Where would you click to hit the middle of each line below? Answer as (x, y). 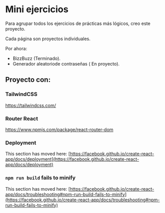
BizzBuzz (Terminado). (37, 58)
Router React (22, 118)
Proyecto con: (28, 80)
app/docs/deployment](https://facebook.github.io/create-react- (72, 159)
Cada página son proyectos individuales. (48, 39)
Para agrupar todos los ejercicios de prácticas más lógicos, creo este (78, 23)
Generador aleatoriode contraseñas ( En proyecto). (66, 64)
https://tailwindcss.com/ (31, 105)
